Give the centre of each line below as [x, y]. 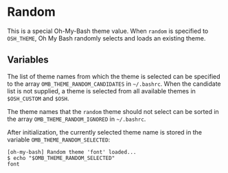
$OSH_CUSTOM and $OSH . [38, 98]
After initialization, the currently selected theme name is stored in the [105, 132]
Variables [28, 60]
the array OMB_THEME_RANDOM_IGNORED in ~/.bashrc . [77, 119]
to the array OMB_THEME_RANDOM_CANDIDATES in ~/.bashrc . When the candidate [114, 84]
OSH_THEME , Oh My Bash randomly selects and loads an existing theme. [106, 38]
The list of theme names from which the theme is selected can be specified [114, 76]
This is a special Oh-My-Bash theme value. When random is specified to [108, 31]
